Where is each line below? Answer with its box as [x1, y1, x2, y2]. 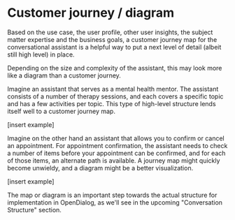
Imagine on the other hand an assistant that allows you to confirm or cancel [7, 134, 225, 142]
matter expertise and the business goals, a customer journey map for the [7, 35, 218, 43]
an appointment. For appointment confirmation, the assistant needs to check [7, 141, 228, 149]
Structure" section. [7, 205, 62, 214]
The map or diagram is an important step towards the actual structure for [7, 191, 218, 199]
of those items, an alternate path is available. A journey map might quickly [7, 156, 220, 165]
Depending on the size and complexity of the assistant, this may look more [7, 64, 222, 72]
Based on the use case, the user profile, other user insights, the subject [7, 28, 213, 36]
